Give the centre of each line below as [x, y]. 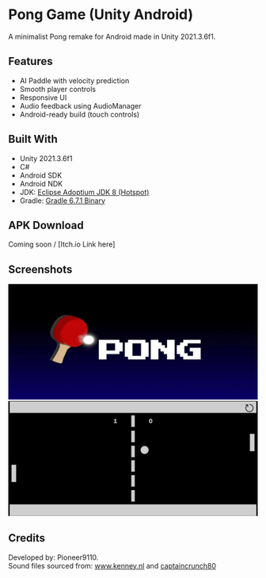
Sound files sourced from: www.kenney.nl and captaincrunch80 [112, 565]
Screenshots [40, 269]
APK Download [46, 225]
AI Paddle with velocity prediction [74, 80]
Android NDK [41, 183]
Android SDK [41, 175]
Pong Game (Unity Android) [101, 15]
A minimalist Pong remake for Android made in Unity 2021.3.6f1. [112, 36]
